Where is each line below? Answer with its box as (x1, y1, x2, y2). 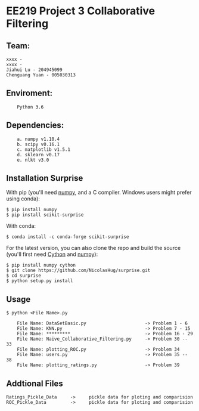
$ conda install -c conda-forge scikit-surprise (6, 234, 129, 240)
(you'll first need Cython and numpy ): (6, 251, 98, 258)
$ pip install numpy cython (6, 262, 76, 268)
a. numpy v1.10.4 (17, 136, 60, 142)
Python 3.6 (17, 104, 44, 110)
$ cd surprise (6, 273, 42, 279)
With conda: (6, 223, 36, 230)
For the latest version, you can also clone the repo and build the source (6, 245, 181, 252)
